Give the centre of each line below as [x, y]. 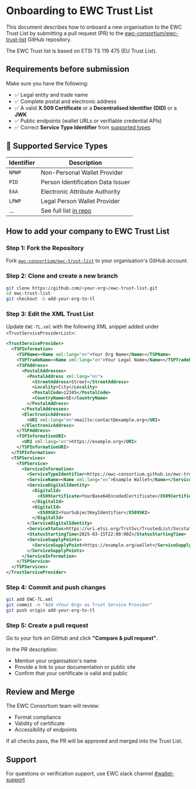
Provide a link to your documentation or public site [75, 667]
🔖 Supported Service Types [57, 146]
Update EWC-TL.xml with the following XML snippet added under [83, 327]
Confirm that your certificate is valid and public [71, 673]
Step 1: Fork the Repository [45, 248]
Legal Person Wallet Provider [80, 201]
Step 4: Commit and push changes [56, 588]
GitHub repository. [49, 39]
